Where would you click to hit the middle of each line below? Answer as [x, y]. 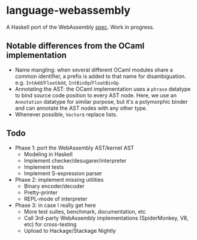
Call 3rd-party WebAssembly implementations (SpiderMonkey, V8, [106, 218]
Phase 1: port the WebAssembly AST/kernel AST [74, 148]
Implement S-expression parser [63, 173]
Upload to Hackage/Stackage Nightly [70, 230]
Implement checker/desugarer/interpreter [75, 160]
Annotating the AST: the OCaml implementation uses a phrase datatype [103, 89]
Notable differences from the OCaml [75, 46]
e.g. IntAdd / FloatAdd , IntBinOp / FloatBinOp [67, 82]
